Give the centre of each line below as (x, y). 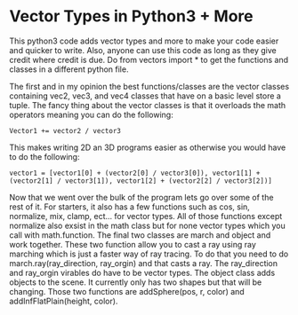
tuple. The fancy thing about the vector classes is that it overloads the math (148, 105)
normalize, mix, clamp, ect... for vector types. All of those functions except (146, 216)
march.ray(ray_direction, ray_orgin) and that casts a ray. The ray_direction (144, 263)
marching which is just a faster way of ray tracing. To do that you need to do (149, 254)
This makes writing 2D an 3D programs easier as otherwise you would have (148, 147)
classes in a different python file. (69, 69)
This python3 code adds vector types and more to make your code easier (144, 41)
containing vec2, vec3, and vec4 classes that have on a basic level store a (145, 96)
